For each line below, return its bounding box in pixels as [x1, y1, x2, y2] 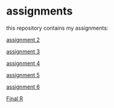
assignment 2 [6, 36, 40, 43]
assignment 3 [6, 47, 40, 55]
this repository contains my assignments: [6, 24, 109, 32]
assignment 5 [6, 71, 40, 78]
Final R [6, 95, 24, 102]
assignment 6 [6, 83, 40, 90]
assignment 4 [6, 59, 40, 67]
